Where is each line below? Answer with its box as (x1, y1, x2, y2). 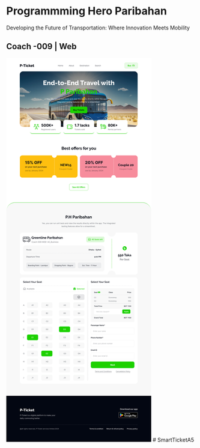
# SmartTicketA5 (152, 436, 194, 443)
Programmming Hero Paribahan (6, 4, 167, 18)
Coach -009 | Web (6, 41, 77, 52)
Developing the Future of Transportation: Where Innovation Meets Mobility (6, 24, 190, 31)
